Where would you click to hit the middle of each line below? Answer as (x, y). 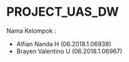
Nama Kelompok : (31, 31)
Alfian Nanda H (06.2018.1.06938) (64, 44)
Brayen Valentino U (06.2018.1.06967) (69, 51)
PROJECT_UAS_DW (63, 12)
